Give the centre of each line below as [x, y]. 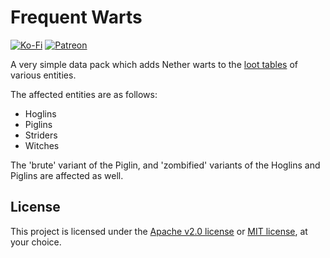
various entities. [43, 75]
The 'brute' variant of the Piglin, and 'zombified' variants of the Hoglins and [165, 165]
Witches [42, 145]
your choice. [36, 242]
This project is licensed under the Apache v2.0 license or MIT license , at [159, 231]
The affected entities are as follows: [84, 94]
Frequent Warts [76, 17]
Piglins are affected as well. [67, 175]
